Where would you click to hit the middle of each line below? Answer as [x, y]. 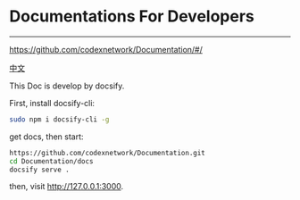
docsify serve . [39, 170]
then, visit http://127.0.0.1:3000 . [67, 187]
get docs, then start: [46, 137]
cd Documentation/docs [51, 161]
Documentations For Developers [132, 17]
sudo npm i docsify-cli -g [59, 119]
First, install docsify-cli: [52, 103]
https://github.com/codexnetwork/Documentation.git [107, 153]
